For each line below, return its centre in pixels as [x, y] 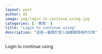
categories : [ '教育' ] [29, 23]
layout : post [19, 10]
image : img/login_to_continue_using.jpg [48, 19]
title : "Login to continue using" [41, 28]
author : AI [16, 14]
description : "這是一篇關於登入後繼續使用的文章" [51, 32]
